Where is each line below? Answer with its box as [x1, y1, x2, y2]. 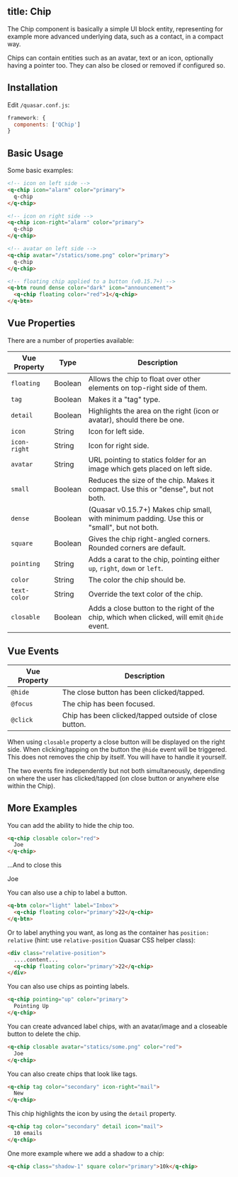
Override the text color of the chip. [88, 589, 203, 599]
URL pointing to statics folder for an [88, 454, 207, 464]
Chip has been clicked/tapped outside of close [62, 710, 217, 720]
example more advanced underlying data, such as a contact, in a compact [7, 32, 224, 41]
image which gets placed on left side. [88, 464, 212, 474]
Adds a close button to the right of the [88, 603, 215, 613]
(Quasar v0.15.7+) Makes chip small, [88, 504, 212, 514]
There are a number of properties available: [7, 336, 135, 344]
